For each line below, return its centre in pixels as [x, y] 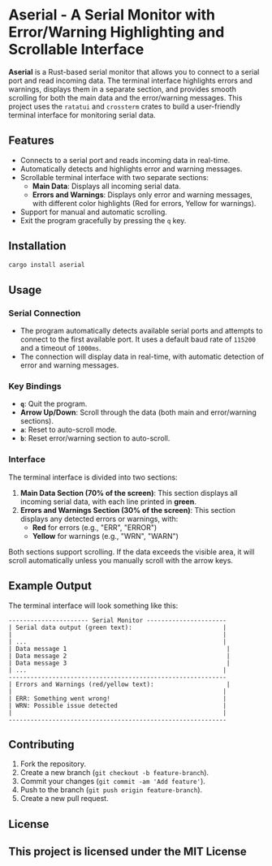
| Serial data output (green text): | [118, 627]
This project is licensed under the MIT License [128, 852]
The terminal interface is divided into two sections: [93, 477]
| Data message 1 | [119, 648]
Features [31, 141]
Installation [37, 246]
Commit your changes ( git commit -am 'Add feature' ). [112, 782]
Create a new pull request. [64, 799]
